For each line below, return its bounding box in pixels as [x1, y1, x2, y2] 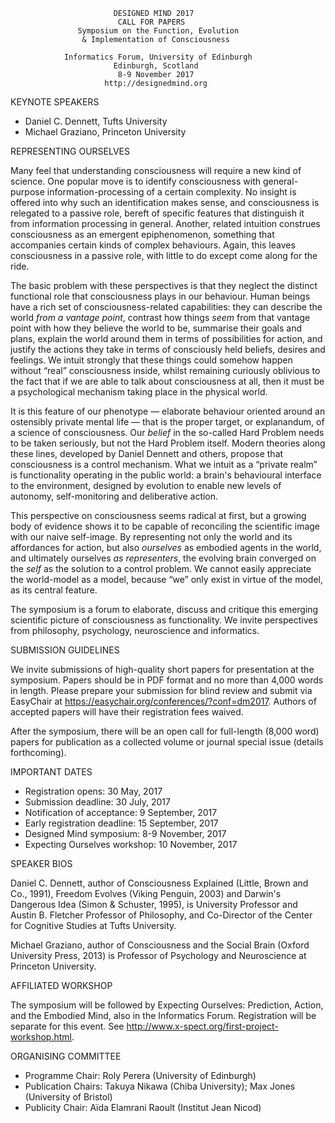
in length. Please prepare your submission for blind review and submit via [10, 685, 313, 696]
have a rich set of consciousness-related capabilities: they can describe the [10, 301, 323, 313]
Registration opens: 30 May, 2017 [24, 785, 163, 797]
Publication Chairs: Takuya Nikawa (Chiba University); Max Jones [24, 1080, 296, 1092]
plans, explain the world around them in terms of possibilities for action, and [10, 333, 323, 344]
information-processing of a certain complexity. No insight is [46, 186, 297, 198]
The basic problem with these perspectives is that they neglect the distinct [10, 280, 318, 291]
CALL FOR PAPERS [117, 17, 186, 27]
